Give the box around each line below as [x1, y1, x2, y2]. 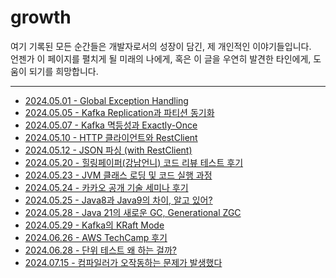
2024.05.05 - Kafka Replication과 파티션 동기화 [24, 106, 215, 118]
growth [10, 6, 72, 29]
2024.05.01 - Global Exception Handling [24, 94, 189, 106]
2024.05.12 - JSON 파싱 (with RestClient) [24, 144, 193, 156]
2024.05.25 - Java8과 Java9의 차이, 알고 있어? [24, 194, 213, 206]
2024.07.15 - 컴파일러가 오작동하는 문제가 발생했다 [24, 256, 223, 268]
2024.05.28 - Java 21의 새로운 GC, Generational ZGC [24, 206, 242, 218]
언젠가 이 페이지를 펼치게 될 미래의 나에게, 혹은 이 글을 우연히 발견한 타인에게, [10, 52, 312, 65]
